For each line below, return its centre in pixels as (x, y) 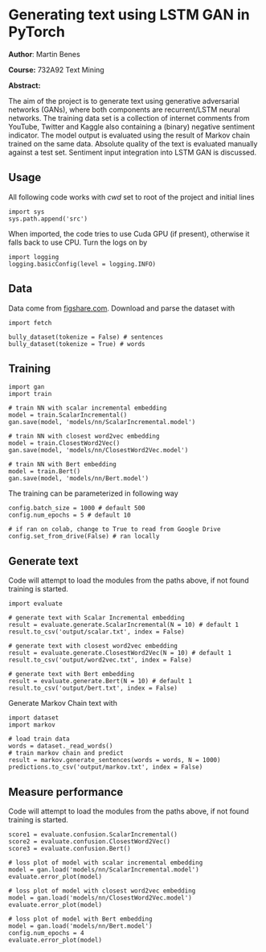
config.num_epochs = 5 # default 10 (70, 515)
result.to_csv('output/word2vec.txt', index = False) (100, 660)
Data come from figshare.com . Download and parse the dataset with (122, 308)
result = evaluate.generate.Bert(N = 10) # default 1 (100, 682)
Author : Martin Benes (44, 54)
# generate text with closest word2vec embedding (93, 646)
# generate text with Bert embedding (72, 674)
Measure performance (66, 791)
